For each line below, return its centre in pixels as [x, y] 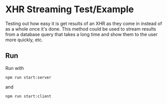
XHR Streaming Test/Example [70, 9]
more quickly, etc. [24, 40]
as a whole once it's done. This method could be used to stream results [81, 29]
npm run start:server [28, 77]
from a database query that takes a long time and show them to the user [81, 34]
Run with [15, 68]
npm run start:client [28, 96]
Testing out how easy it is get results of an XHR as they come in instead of [84, 23]
